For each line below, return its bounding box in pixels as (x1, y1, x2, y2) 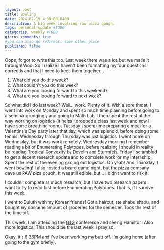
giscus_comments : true (5, 35, 51, 40)
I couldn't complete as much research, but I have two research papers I (5, 179, 149, 185)
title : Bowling (5, 12, 36, 17)
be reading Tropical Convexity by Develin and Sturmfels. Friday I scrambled (5, 149, 158, 155)
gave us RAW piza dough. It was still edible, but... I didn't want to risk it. (5, 170, 149, 175)
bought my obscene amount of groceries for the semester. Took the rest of (5, 204, 156, 210)
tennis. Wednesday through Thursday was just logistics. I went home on (5, 133, 150, 139)
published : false (5, 44, 41, 49)
